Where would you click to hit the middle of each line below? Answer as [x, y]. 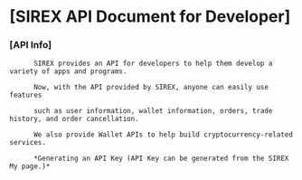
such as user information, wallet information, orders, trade [153, 111]
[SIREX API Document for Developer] [150, 17]
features [26, 95]
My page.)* [30, 166]
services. [28, 143]
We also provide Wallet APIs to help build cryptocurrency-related [163, 135]
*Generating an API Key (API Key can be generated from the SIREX [161, 159]
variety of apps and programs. [68, 71]
